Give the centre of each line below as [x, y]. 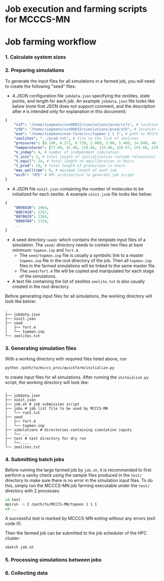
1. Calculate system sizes [36, 57]
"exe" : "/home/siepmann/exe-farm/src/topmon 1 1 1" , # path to [80, 134]
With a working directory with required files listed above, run [66, 359]
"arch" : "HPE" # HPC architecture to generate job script [74, 175]
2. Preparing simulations [35, 71]
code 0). [14, 524]
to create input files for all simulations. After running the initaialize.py [77, 377]
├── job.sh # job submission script [42, 404]
